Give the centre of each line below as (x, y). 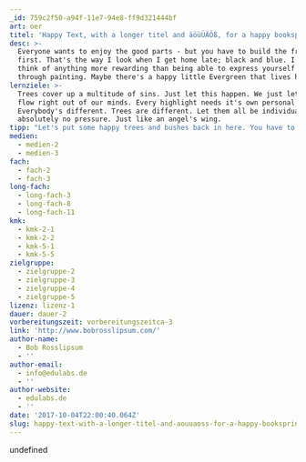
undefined (29, 449)
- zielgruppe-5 (46, 296)
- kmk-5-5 (36, 255)
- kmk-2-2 (36, 237)
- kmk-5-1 (36, 246)
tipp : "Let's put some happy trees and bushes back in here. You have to (153, 128)
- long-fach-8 (44, 204)
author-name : (34, 339)
